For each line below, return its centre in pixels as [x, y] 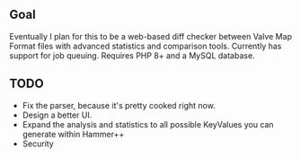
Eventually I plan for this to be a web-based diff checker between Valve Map [150, 36]
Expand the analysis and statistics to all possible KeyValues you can [148, 124]
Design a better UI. [57, 115]
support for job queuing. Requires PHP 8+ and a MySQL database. [132, 55]
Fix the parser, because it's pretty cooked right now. [119, 105]
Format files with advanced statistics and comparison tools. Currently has [146, 46]
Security [38, 144]
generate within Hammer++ [73, 134]
